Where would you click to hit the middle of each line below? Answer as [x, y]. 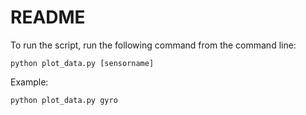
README [48, 17]
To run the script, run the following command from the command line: [153, 45]
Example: [29, 82]
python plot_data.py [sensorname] [82, 63]
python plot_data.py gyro [64, 100]
